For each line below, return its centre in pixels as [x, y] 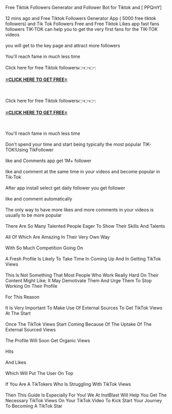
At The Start [18, 313]
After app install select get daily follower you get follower [65, 188]
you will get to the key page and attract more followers [63, 45]
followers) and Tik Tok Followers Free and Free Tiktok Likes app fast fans [82, 24]
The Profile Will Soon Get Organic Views [48, 340]
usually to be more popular [34, 215]
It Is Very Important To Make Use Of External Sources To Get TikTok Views [84, 308]
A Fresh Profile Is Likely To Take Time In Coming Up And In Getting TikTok [83, 259]
